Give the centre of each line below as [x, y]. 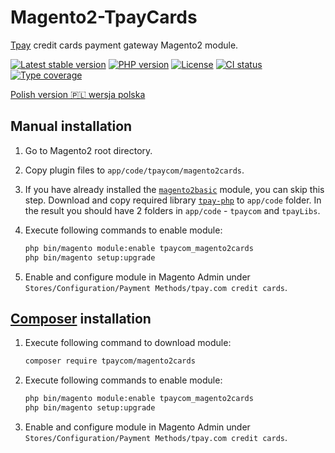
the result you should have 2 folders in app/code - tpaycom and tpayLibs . [172, 210]
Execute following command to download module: [128, 343]
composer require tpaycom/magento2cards [110, 361]
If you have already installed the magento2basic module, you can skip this [174, 189]
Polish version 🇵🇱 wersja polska [78, 94]
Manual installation [71, 126]
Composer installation [81, 318]
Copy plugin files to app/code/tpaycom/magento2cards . [134, 170]
